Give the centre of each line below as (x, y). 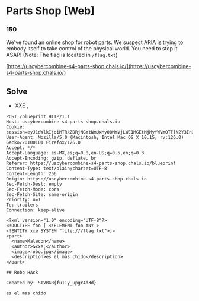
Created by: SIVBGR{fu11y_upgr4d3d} (51, 283)
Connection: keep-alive (36, 210)
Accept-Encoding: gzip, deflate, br (51, 159)
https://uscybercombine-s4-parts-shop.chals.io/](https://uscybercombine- (99, 66)
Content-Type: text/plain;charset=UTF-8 (57, 169)
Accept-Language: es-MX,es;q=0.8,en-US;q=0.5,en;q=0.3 (75, 153)
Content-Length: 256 (32, 174)
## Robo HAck (22, 273)
